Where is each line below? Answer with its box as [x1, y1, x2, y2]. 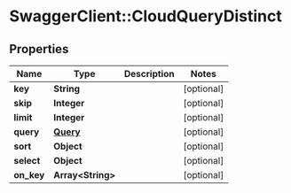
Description [123, 68, 175, 80]
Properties [9, 42, 69, 57]
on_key [13, 169, 45, 181]
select [13, 155, 41, 166]
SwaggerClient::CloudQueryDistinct [9, 6, 282, 27]
